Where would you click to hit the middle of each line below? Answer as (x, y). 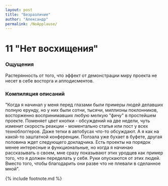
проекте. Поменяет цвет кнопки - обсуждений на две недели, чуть (78, 121)
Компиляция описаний (35, 94)
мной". (13, 169)
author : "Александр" (27, 19)
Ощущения (20, 64)
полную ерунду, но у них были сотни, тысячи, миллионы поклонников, (81, 110)
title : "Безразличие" (28, 15)
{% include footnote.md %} (34, 178)
